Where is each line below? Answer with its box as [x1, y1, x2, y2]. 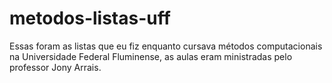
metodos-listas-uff [9, 7, 171, 30]
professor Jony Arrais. [9, 61, 102, 73]
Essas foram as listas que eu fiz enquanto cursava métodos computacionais [9, 40, 323, 52]
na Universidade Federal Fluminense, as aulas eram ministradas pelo [9, 50, 293, 62]
